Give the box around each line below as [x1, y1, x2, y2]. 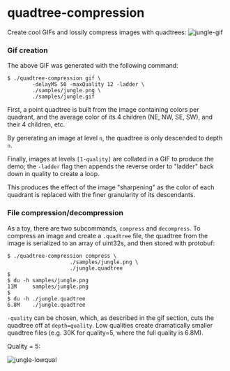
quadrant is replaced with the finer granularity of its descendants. [7, 191, 196, 199]
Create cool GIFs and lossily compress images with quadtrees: [7, 28, 187, 36]
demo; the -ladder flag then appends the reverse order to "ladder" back [7, 162, 214, 170]
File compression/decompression [7, 208, 124, 218]
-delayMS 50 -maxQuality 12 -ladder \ [32, 81, 145, 88]
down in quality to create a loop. [7, 170, 100, 178]
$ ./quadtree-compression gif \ [7, 75, 101, 82]
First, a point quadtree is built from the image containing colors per [7, 106, 200, 114]
